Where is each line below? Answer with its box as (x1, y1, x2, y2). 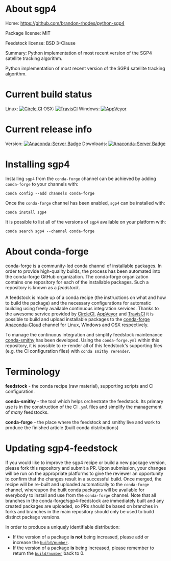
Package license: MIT (5, 30, 51, 36)
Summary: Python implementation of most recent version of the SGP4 (5, 50, 152, 56)
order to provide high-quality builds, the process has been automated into (5, 268, 161, 274)
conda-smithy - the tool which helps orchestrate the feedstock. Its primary (5, 398, 164, 404)
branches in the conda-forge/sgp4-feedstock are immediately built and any (5, 497, 164, 504)
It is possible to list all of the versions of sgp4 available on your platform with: (5, 218, 166, 225)
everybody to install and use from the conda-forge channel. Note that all (5, 492, 156, 498)
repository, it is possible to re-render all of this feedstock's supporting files (5, 342, 162, 349)
